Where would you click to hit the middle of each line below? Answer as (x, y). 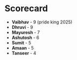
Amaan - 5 (23, 48)
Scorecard (26, 9)
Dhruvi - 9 (22, 27)
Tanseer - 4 (24, 53)
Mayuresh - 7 (26, 32)
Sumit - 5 (21, 42)
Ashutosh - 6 (26, 38)
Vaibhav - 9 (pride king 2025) (42, 22)
